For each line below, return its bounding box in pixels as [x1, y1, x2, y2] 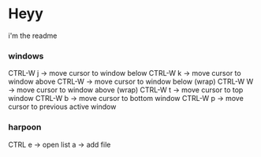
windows [8, 50, 44, 62]
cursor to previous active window [8, 102, 117, 111]
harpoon [8, 121, 42, 133]
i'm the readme [8, 31, 58, 40]
